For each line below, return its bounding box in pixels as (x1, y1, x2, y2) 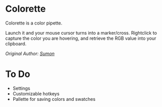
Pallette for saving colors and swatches (12, 96, 96, 102)
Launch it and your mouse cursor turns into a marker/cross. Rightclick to (5, 30, 157, 36)
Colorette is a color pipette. (5, 20, 63, 26)
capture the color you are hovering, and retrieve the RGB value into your (5, 35, 156, 41)
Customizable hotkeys (12, 90, 60, 97)
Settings (12, 85, 31, 91)
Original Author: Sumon (5, 50, 55, 57)
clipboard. (5, 40, 26, 46)
